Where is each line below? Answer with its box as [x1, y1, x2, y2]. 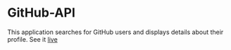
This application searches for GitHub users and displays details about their [7, 28, 224, 36]
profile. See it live [7, 35, 58, 43]
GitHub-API [7, 5, 75, 21]
